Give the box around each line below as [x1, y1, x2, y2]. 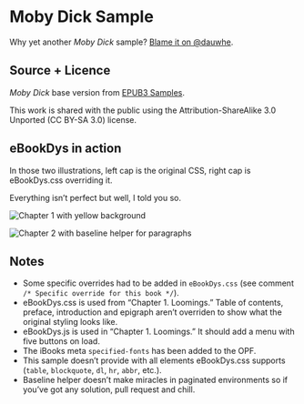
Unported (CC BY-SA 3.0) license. [9, 114, 137, 125]
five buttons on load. [22, 336, 100, 347]
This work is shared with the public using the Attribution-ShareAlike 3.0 [9, 105, 277, 116]
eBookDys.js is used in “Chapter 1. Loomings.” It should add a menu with [22, 326, 295, 338]
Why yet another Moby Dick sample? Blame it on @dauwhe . [9, 36, 234, 47]
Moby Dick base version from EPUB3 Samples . [9, 86, 185, 97]
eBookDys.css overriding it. [9, 175, 113, 186]
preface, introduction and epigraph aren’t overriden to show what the [22, 307, 282, 318]
